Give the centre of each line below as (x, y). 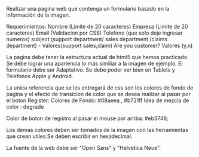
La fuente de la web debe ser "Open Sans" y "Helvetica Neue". (84, 148)
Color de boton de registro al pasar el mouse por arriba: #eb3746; (87, 118)
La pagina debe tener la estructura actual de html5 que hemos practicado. (98, 57)
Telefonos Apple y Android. (40, 76)
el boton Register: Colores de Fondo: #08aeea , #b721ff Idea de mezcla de (98, 100)
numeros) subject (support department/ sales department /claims (87, 39)
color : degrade (25, 107)
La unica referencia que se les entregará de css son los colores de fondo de (100, 88)
